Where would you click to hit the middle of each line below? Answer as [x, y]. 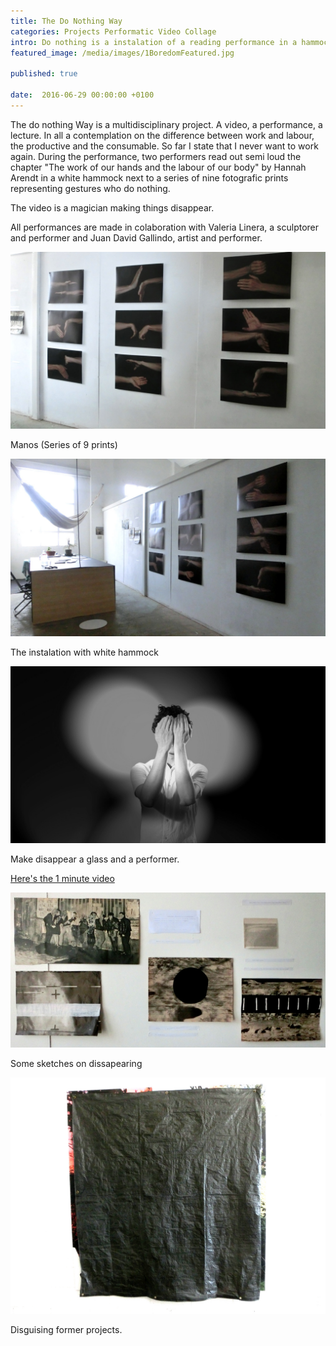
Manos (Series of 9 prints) [64, 445]
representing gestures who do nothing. [90, 188]
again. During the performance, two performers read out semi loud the [156, 156]
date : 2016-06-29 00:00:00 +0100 [82, 95]
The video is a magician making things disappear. [112, 207]
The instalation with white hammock [84, 652]
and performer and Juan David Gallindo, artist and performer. [136, 237]
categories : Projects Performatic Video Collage [113, 31]
